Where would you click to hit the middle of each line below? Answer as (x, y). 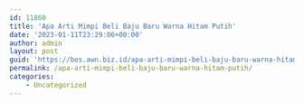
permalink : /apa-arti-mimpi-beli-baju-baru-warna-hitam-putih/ (131, 69)
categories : (32, 77)
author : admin (36, 43)
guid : (19, 60)
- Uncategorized (57, 85)
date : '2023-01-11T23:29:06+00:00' (76, 34)
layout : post (34, 52)
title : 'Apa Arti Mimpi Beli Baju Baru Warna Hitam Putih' (123, 26)
